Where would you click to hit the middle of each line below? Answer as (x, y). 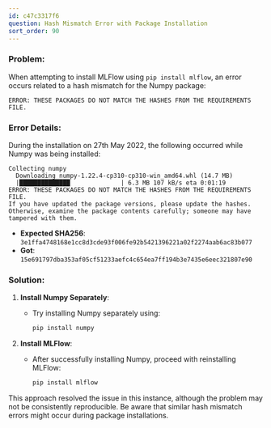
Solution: (27, 280)
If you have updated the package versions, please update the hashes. (130, 204)
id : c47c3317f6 (34, 16)
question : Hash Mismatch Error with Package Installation (108, 23)
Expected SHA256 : (53, 233)
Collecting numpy (38, 168)
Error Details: (35, 128)
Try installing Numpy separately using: (96, 313)
